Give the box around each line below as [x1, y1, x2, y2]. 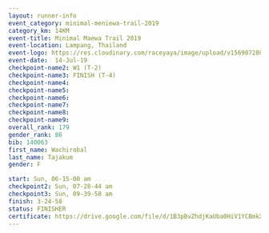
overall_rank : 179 [8, 123, 70, 131]
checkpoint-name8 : [8, 109, 70, 117]
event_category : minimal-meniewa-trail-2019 [8, 19, 159, 27]
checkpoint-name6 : [8, 94, 70, 102]
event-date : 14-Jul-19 [8, 57, 88, 65]
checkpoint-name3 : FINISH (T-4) [8, 71, 116, 79]
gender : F [8, 161, 42, 169]
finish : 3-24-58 [8, 197, 62, 205]
